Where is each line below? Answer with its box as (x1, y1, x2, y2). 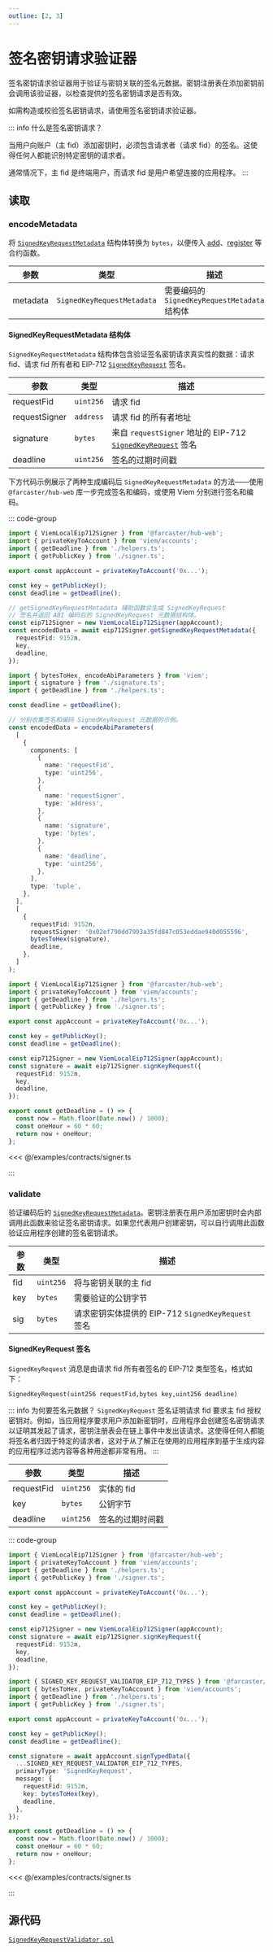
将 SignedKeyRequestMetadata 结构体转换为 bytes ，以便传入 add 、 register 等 (8, 238, 262, 248)
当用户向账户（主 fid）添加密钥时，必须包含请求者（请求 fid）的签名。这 (8, 140, 251, 150)
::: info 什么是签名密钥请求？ (8, 123, 103, 133)
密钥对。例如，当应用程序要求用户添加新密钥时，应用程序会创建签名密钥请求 (8, 1416, 265, 1426)
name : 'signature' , (44, 822, 111, 830)
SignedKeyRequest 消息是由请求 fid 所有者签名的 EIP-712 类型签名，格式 (8, 1364, 246, 1373)
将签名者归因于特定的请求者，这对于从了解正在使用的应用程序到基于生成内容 (8, 1436, 265, 1446)
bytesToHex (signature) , (29, 935, 111, 944)
